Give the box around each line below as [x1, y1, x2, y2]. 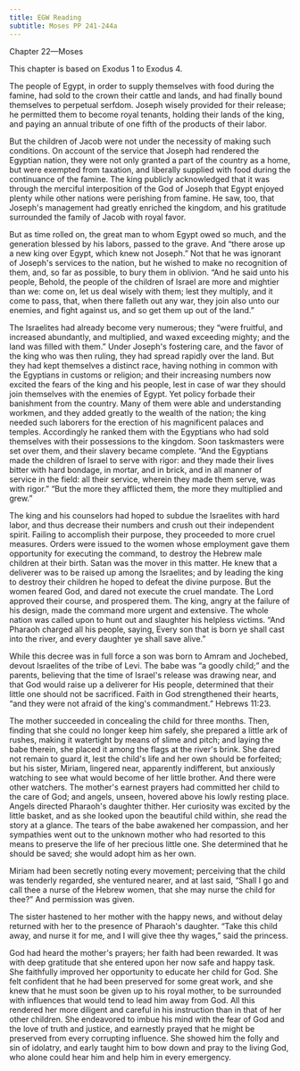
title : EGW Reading [9, 12, 82, 22]
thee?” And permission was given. [9, 893, 136, 904]
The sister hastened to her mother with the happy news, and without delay [9, 911, 283, 922]
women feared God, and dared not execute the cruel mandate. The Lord [9, 585, 274, 596]
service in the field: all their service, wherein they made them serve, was [9, 474, 276, 485]
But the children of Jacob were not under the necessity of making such [9, 136, 271, 146]
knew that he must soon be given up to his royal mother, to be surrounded [9, 985, 281, 996]
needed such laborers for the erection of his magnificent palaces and [9, 417, 264, 428]
